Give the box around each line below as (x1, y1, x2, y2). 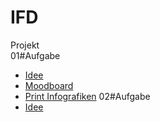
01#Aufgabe (10, 49, 61, 61)
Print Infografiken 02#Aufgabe (24, 90, 151, 102)
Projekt (10, 39, 40, 51)
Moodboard (24, 79, 74, 91)
